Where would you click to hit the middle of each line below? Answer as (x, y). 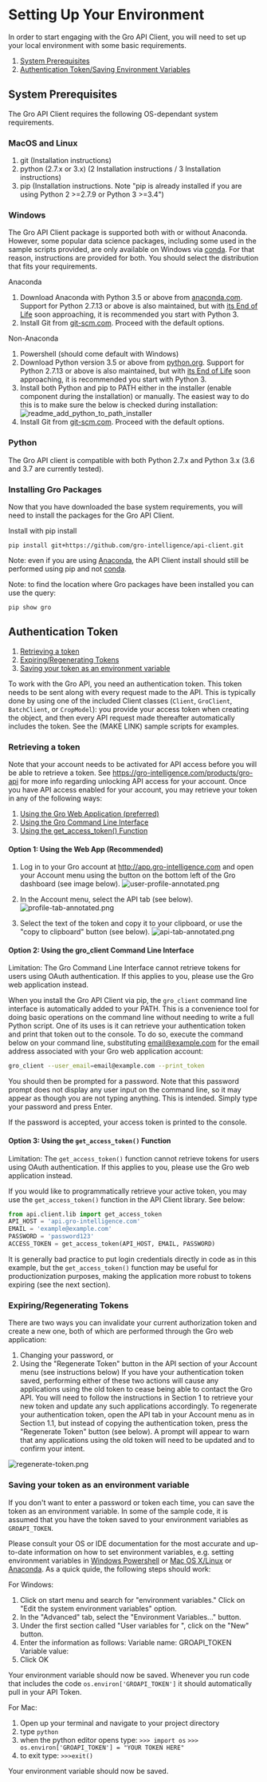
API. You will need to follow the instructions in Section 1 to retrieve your (136, 1398)
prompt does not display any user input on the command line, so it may (125, 1090)
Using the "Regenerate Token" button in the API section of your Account (138, 1364)
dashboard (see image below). (70, 884)
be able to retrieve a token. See (60, 773)
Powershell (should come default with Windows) (99, 354)
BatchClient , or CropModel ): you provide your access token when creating (129, 709)
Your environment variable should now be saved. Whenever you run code (129, 1675)
